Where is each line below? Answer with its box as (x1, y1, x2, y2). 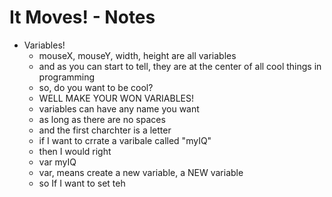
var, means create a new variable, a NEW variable (38, 166, 244, 178)
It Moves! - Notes (9, 6, 156, 29)
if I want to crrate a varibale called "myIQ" (38, 134, 212, 146)
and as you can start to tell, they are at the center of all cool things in (38, 60, 322, 72)
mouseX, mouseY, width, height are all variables (38, 49, 237, 61)
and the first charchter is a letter (38, 124, 172, 136)
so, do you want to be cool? (38, 81, 154, 93)
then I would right (38, 145, 112, 157)
